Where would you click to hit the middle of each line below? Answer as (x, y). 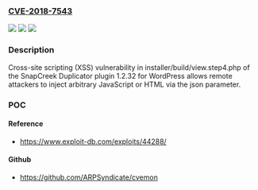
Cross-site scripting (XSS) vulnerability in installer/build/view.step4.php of (129, 67)
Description (31, 50)
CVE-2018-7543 (40, 11)
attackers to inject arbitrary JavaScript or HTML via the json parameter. (125, 84)
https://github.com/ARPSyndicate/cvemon (89, 177)
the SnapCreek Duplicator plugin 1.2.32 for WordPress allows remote (120, 76)
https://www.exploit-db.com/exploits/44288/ (93, 142)
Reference (26, 124)
